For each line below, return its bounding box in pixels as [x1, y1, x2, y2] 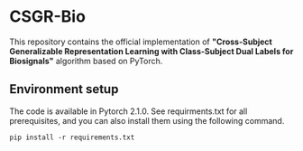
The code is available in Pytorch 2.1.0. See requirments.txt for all [9, 106, 248, 117]
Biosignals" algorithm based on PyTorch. [9, 55, 163, 66]
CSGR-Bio [9, 6, 86, 27]
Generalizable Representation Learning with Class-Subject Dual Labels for [9, 45, 294, 56]
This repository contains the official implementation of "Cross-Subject [9, 36, 272, 47]
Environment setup [9, 81, 119, 97]
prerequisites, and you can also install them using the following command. [9, 115, 285, 126]
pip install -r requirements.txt [9, 133, 135, 142]
